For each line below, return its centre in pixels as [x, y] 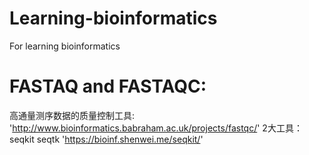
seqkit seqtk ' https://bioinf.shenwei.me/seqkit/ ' [106, 139]
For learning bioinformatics [65, 46]
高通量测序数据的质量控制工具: [72, 115]
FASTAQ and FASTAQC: [108, 86]
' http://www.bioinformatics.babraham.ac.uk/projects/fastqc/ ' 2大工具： [156, 128]
